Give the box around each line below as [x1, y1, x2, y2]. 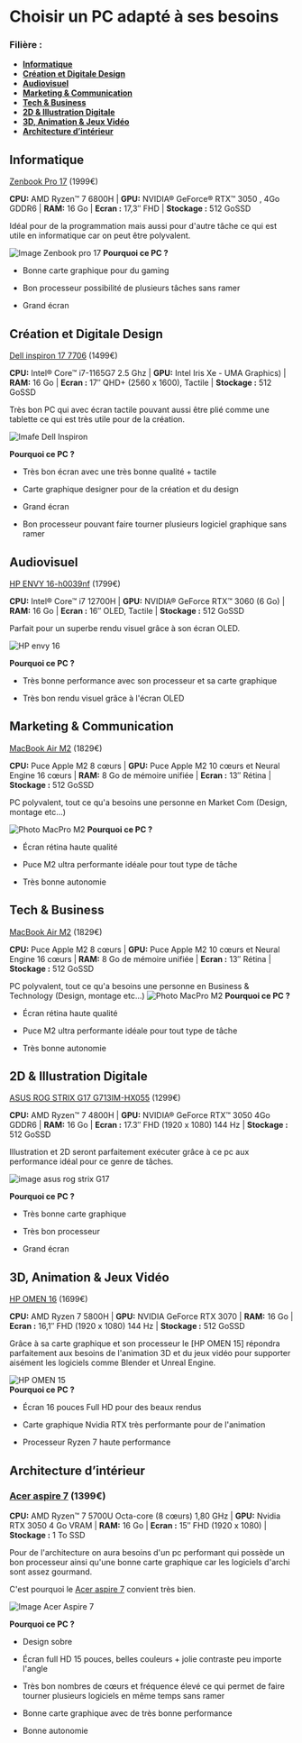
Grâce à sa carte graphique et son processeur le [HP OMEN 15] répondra [9, 1338, 281, 1349]
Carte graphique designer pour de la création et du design [22, 484, 239, 495]
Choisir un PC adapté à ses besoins [9, 6, 279, 27]
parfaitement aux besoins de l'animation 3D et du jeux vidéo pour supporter [9, 1348, 291, 1359]
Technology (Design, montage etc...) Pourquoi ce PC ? [9, 990, 290, 1001]
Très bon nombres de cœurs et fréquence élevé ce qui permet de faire [22, 1680, 286, 1692]
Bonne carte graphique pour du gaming [22, 265, 169, 276]
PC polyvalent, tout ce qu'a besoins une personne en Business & [9, 980, 250, 991]
